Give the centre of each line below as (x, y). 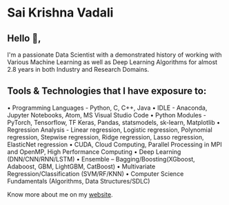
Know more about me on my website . (60, 194)
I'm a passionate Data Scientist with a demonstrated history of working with (114, 55)
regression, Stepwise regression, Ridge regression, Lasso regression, (106, 137)
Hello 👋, (24, 38)
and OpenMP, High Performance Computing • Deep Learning (94, 152)
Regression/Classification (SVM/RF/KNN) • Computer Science (96, 173)
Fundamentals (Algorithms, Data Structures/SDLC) (79, 181)
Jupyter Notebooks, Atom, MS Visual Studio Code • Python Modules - (107, 115)
